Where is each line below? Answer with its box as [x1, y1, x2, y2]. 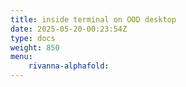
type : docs [10, 33, 56, 43]
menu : [10, 52, 33, 62]
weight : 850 [10, 42, 60, 53]
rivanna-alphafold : [28, 61, 110, 71]
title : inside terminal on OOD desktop [10, 14, 177, 25]
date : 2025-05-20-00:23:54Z [10, 24, 128, 34]
